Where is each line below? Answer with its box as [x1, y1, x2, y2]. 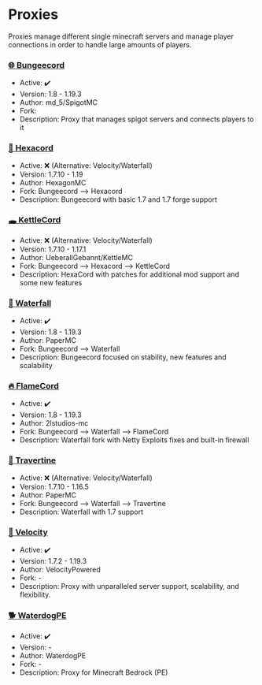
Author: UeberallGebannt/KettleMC [19, 252, 134, 262]
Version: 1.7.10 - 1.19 [19, 169, 83, 179]
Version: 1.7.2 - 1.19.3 [19, 557, 87, 566]
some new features [19, 277, 83, 287]
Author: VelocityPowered [19, 565, 101, 575]
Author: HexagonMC [19, 177, 87, 187]
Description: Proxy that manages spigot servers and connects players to [19, 114, 254, 124]
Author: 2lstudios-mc [19, 419, 89, 428]
